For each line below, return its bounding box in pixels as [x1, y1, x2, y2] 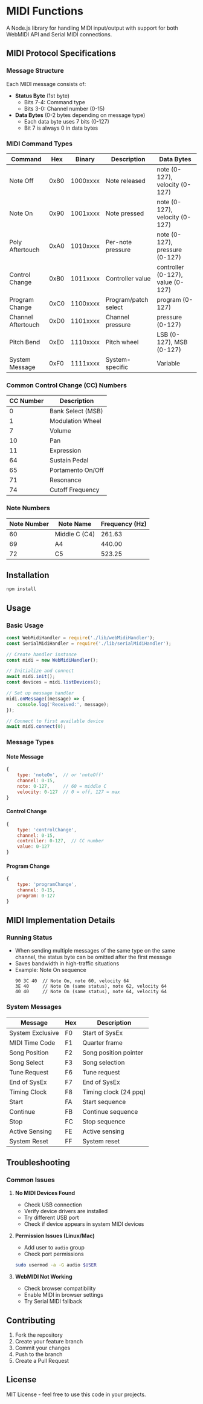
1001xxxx [70, 209, 100, 218]
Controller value [105, 274, 151, 282]
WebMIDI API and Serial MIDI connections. [6, 30, 112, 38]
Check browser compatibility [24, 1285, 96, 1292]
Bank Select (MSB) [49, 407, 103, 416]
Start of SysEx [82, 1028, 123, 1037]
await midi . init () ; [6, 674, 56, 680]
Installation [6, 570, 50, 580]
